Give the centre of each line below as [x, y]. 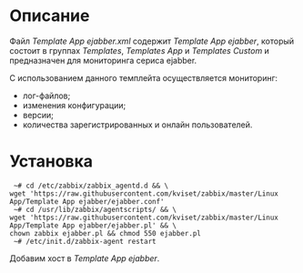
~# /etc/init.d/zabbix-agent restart [85, 241]
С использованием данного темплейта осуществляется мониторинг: [144, 77]
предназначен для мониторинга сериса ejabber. [103, 60]
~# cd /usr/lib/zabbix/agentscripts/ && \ [95, 209]
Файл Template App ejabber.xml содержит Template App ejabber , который [152, 41]
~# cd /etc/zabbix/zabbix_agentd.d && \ [91, 186]
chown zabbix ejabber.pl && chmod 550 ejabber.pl [106, 233]
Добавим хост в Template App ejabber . [85, 258]
